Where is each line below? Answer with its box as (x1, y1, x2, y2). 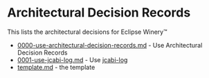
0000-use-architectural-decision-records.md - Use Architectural (17, 41, 203, 49)
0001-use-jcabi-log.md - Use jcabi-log (17, 55, 128, 64)
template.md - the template (17, 63, 96, 71)
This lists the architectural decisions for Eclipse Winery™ (7, 28, 167, 36)
